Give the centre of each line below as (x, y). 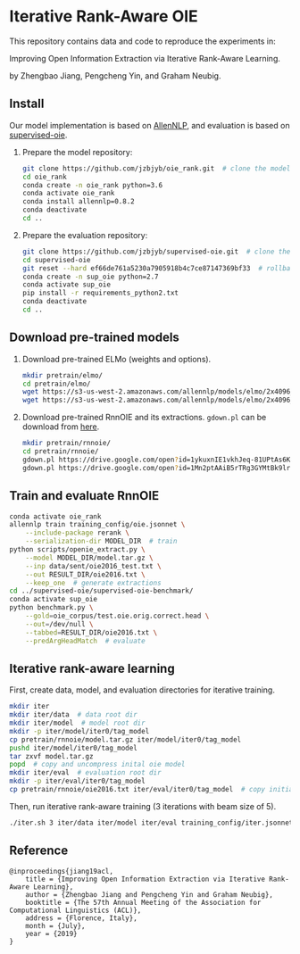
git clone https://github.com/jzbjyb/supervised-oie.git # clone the (156, 252)
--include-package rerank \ (77, 533)
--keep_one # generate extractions (94, 583)
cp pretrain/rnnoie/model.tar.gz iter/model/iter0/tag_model (125, 739)
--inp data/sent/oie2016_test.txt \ (94, 566)
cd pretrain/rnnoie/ (60, 452)
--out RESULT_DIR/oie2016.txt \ (85, 574)
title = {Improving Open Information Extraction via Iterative (146, 879)
